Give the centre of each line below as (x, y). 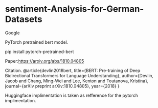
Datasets (24, 19)
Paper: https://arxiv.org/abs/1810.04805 (45, 61)
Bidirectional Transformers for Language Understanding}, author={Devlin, (79, 75)
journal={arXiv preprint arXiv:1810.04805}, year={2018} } (62, 86)
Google (12, 33)
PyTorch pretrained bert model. (37, 42)
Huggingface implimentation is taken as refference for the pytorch (72, 95)
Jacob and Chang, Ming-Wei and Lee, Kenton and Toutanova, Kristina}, (77, 81)
